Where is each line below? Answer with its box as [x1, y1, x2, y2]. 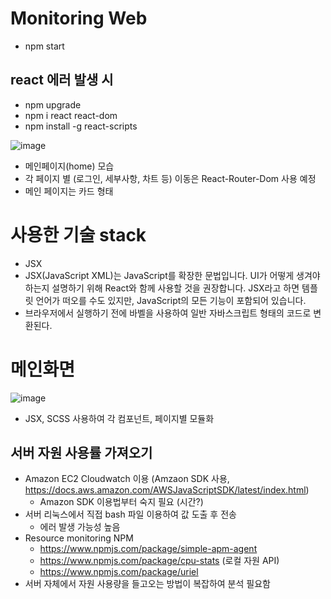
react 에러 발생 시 [10, 72, 114, 89]
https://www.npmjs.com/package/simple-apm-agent [39, 543, 258, 555]
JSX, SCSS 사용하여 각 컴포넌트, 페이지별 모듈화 [24, 412, 215, 424]
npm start [24, 40, 65, 52]
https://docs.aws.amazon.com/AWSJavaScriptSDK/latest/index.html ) [24, 484, 310, 496]
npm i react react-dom [24, 109, 118, 121]
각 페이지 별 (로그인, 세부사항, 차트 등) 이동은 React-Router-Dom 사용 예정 [24, 172, 317, 184]
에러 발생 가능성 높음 [39, 521, 121, 533]
